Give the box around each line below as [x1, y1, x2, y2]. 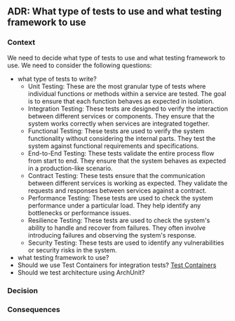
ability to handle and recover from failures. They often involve [27, 224, 206, 232]
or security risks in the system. [27, 245, 117, 254]
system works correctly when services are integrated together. [27, 119, 210, 128]
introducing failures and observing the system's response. [27, 231, 196, 239]
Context [7, 38, 36, 48]
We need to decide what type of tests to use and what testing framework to [7, 53, 226, 62]
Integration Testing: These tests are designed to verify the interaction [27, 104, 228, 113]
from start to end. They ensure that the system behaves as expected [27, 156, 227, 165]
